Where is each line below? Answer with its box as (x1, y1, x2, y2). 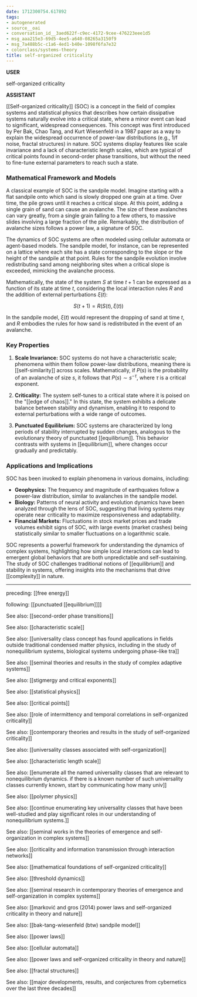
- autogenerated (6, 19, 46, 25)
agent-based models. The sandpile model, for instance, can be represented (6, 242, 189, 249)
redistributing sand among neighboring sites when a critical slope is (6, 261, 170, 268)
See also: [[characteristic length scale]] (6, 758, 101, 765)
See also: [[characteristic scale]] (6, 624, 85, 631)
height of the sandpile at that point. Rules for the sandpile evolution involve (6, 254, 186, 262)
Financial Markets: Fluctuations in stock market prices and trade (14, 518, 172, 525)
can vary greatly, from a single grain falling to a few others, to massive (6, 212, 176, 219)
